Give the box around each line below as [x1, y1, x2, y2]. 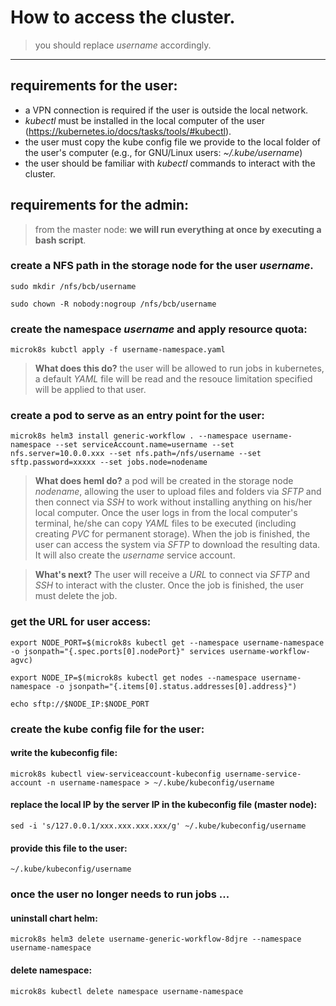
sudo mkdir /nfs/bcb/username [10, 281, 137, 291]
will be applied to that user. [34, 384, 147, 396]
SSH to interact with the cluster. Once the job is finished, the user [34, 579, 305, 591]
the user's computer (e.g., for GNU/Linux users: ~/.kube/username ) [24, 146, 303, 158]
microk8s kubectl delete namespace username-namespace [10, 986, 244, 996]
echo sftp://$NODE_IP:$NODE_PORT [10, 699, 150, 709]
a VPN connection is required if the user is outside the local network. [24, 104, 309, 116]
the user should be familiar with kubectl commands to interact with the [24, 157, 316, 169]
